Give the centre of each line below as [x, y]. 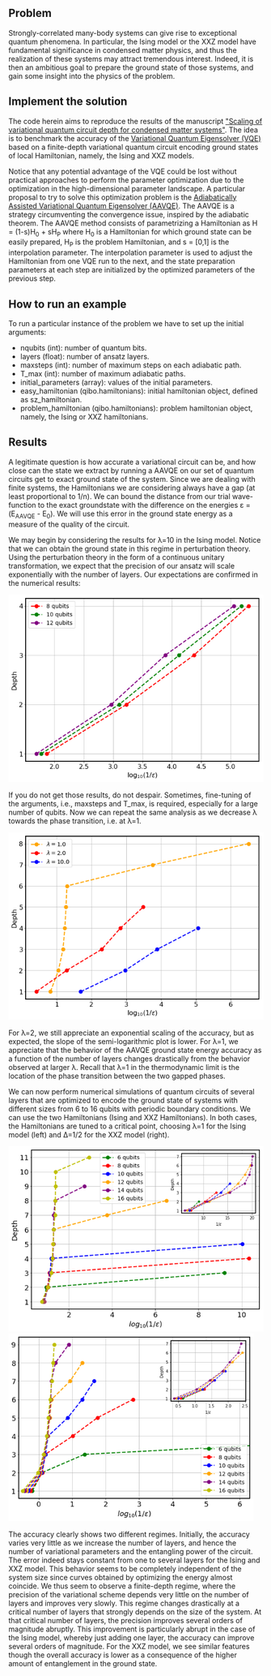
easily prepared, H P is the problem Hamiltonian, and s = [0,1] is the [119, 243]
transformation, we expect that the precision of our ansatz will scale [122, 565]
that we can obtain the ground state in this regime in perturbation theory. [129, 548]
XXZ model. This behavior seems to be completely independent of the [125, 1569]
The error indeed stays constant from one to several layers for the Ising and [134, 1560]
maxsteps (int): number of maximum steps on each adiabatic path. [131, 365]
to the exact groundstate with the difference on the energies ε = [144, 505]
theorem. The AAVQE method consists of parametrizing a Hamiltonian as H [133, 223]
